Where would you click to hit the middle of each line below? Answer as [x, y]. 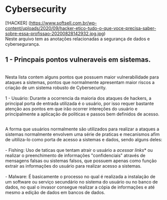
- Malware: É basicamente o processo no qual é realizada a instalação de [80, 176]
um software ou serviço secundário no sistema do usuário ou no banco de [82, 182]
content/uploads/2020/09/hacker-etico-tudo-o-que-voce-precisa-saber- [81, 28]
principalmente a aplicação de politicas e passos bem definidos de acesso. [82, 114]
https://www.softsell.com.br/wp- [63, 23]
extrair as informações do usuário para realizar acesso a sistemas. [74, 166]
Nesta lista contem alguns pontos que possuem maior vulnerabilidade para [82, 77]
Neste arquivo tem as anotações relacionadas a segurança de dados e [78, 39]
